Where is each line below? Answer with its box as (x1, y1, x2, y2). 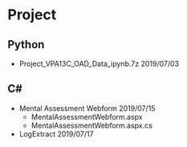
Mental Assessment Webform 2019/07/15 (18, 103, 156, 113)
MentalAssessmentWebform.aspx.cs (30, 120, 153, 130)
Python (7, 38, 45, 51)
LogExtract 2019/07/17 (18, 129, 94, 138)
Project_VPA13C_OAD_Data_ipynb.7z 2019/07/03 (18, 59, 180, 68)
